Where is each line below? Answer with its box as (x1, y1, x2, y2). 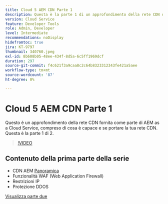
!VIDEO (17, 139, 32, 145)
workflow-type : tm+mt (5, 68, 50, 73)
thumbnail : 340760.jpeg (5, 49, 55, 54)
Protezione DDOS (12, 183, 49, 189)
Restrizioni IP (12, 178, 40, 184)
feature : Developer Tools (5, 21, 59, 26)
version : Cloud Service (5, 16, 55, 21)
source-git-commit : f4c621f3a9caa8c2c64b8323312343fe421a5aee (5, 63, 137, 68)
